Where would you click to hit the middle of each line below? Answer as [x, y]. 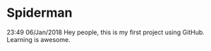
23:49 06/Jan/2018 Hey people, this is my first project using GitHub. [106, 32]
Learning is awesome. [39, 39]
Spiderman [40, 13]
